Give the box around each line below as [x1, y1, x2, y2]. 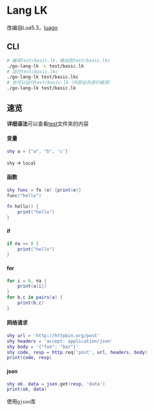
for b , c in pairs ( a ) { [7, 294, 63, 301]
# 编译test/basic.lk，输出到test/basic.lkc [7, 57, 110, 63]
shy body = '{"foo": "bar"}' [7, 344, 79, 350]
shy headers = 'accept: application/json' [7, 338, 113, 344]
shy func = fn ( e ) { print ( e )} [7, 187, 82, 194]
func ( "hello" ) [7, 192, 42, 198]
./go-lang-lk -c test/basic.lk [7, 63, 84, 69]
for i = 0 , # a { [7, 278, 47, 284]
